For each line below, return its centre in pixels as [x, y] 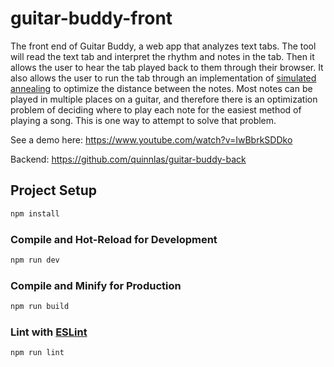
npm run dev [35, 260]
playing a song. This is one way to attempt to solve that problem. [143, 120]
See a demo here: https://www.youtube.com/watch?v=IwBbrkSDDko [151, 139]
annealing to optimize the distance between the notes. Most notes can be [161, 88]
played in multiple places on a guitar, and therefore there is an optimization [164, 99]
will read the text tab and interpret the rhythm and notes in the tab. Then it [162, 56]
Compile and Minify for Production [96, 285]
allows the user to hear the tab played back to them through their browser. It [167, 67]
